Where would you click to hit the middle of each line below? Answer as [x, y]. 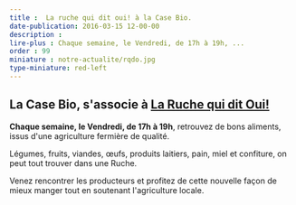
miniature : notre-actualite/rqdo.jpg [82, 60]
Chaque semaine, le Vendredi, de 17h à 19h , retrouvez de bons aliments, [145, 126]
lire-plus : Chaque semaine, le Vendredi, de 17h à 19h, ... [127, 43]
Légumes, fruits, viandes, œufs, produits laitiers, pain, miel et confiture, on [148, 154]
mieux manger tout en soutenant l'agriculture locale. [107, 190]
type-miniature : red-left [58, 69]
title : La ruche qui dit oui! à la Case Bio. [101, 18]
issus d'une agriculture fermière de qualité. [90, 135]
